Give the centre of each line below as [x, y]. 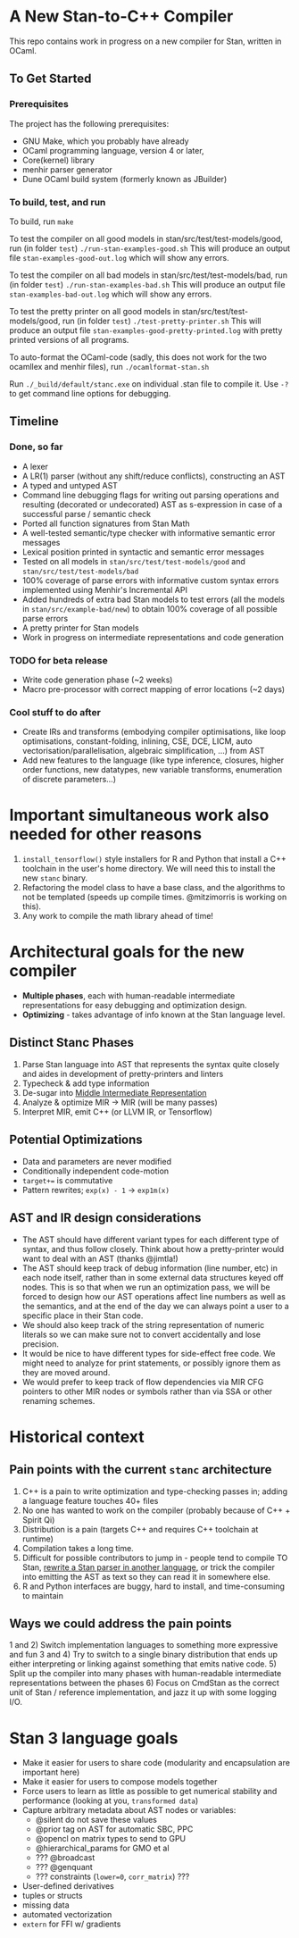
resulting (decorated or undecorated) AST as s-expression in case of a [152, 504]
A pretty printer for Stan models [81, 628]
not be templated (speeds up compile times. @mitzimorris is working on [154, 897]
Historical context [77, 1437]
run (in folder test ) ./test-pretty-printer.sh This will [162, 321]
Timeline [34, 422]
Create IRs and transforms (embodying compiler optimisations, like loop [154, 732]
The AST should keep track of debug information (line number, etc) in [150, 1268]
